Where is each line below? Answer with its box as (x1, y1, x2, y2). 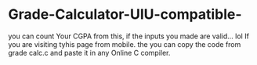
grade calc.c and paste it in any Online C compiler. (8, 48, 171, 57)
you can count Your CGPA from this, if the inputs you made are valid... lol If (8, 31, 249, 41)
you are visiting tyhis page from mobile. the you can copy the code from (8, 39, 241, 49)
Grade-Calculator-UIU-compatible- (8, 5, 242, 23)
